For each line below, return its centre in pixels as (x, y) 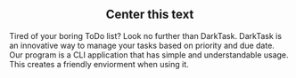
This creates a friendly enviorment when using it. (99, 64)
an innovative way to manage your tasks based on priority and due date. (142, 45)
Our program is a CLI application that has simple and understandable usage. (149, 55)
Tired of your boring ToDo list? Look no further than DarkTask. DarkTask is (146, 35)
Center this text (150, 15)
